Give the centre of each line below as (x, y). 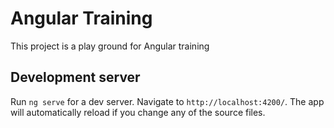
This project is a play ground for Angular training (110, 46)
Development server (75, 77)
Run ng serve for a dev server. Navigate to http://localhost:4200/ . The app (167, 101)
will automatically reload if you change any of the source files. (138, 112)
